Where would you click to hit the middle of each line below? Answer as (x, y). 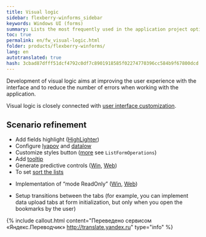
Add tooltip (29, 159)
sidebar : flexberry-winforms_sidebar (55, 18)
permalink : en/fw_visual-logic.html (53, 40)
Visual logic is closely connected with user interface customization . (91, 105)
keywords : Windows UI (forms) (45, 23)
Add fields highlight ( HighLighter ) (57, 140)
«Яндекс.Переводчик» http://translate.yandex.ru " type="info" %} (90, 227)
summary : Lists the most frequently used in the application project (97, 29)
